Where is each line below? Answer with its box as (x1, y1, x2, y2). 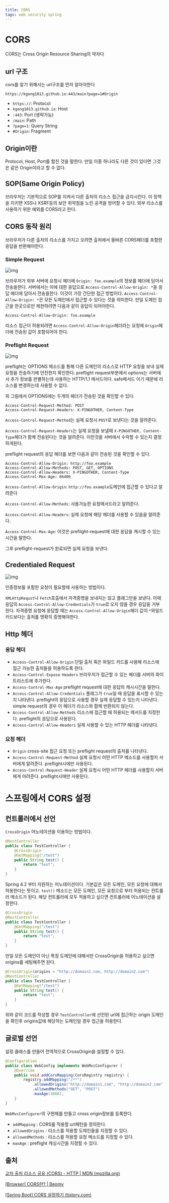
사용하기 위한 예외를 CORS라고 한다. (5, 206, 77, 212)
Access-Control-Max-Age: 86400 (5, 474, 71, 479)
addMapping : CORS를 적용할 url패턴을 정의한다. (12, 1121, 107, 1127)
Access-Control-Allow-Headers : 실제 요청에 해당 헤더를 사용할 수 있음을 (5, 512, 147, 518)
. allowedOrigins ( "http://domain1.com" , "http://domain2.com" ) (32, 1082, 165, 1087)
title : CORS (5, 7, 30, 13)
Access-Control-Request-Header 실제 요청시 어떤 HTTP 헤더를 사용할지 (12, 767, 154, 773)
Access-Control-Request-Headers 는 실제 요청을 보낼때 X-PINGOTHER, (5, 428, 142, 434)
